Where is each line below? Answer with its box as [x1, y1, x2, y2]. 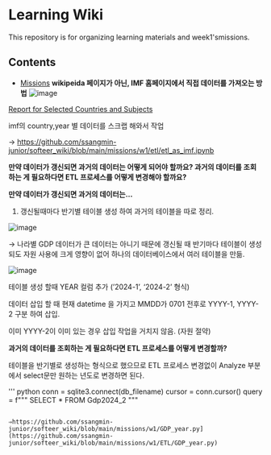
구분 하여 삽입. [15, 308, 60, 319]
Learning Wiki [8, 6, 103, 24]
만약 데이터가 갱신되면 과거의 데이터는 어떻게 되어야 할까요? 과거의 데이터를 [8, 162, 242, 172]
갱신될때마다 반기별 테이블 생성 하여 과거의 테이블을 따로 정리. [19, 206, 215, 216]
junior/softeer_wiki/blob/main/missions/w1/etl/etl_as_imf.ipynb [8, 145, 215, 155]
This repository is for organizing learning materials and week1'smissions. [8, 32, 250, 42]
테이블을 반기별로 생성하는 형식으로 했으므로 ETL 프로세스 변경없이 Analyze [8, 360, 246, 370]
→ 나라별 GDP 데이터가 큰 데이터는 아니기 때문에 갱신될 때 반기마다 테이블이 [8, 239, 248, 249]
